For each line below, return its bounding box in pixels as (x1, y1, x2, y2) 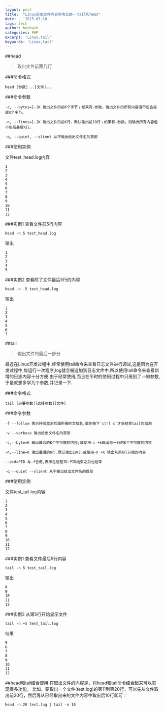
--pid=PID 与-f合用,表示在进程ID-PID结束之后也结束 (5, 459, 102, 464)
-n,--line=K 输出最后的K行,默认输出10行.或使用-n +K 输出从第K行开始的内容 (5, 450, 146, 455)
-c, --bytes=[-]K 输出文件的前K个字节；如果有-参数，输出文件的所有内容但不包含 (5, 104, 154, 109)
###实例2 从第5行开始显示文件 (5, 611, 67, 617)
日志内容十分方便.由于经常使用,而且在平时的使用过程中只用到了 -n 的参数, (13, 373, 160, 379)
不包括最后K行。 (5, 125, 33, 130)
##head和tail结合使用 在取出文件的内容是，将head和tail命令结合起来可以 (5, 680, 152, 686)
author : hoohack (5, 26, 38, 31)
